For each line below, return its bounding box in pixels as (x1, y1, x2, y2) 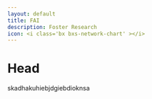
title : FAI (7, 17, 40, 24)
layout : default (7, 10, 56, 18)
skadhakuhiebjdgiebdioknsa (7, 84, 91, 93)
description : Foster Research (7, 23, 98, 30)
